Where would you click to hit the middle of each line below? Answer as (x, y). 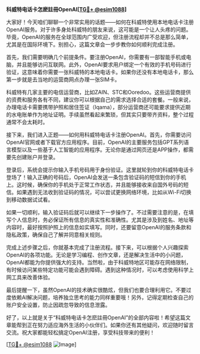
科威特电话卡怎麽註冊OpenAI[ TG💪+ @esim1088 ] (66, 9)
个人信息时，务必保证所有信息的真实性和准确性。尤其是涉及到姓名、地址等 (102, 220)
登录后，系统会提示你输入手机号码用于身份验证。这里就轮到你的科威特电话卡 (100, 170)
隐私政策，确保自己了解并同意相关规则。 (56, 235)
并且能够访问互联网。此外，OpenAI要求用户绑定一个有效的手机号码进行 (104, 64)
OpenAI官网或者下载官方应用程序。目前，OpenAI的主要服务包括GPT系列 (95, 142)
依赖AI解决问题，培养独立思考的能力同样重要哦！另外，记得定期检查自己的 (102, 297)
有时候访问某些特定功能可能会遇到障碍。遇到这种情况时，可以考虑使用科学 (97, 270)
